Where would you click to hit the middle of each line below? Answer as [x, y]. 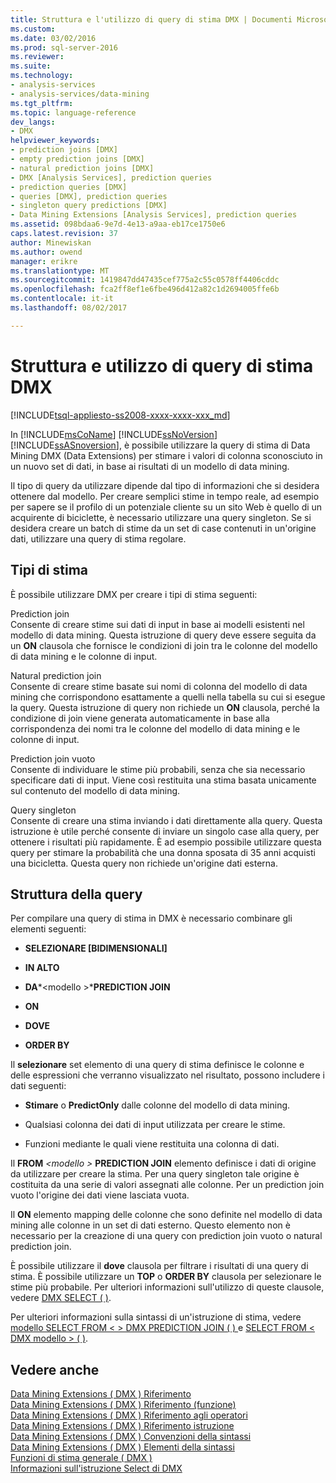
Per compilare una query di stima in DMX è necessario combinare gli [151, 918]
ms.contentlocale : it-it [62, 299]
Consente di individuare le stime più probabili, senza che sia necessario [158, 769]
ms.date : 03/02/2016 [53, 38]
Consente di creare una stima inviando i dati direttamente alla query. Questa [166, 820]
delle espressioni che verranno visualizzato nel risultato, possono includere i [167, 1075]
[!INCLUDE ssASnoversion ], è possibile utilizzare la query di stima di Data [160, 445]
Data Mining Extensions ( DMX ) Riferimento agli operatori [129, 1415]
